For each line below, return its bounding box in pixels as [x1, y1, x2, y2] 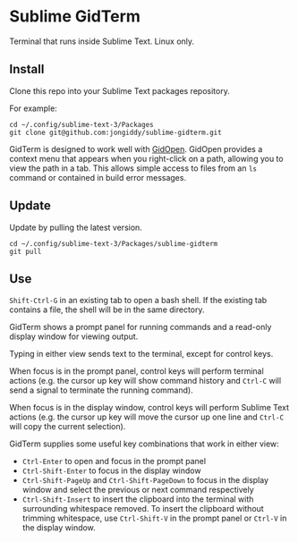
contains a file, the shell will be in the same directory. [9, 304, 205, 315]
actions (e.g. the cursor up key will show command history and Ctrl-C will [9, 376, 282, 386]
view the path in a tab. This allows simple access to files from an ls [9, 163, 258, 174]
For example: [9, 103, 58, 114]
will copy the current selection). [9, 421, 126, 432]
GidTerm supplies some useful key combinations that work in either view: [9, 438, 279, 449]
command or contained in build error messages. [9, 172, 186, 182]
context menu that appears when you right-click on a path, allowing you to [9, 153, 284, 164]
